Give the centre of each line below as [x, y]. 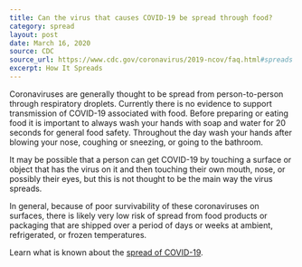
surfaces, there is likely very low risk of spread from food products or [139, 215]
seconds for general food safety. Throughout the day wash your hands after [151, 132]
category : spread [42, 26]
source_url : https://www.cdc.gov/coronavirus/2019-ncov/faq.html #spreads [151, 60]
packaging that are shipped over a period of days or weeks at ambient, [141, 225]
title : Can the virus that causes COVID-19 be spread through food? [141, 18]
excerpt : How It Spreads [56, 69]
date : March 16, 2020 [50, 43]
